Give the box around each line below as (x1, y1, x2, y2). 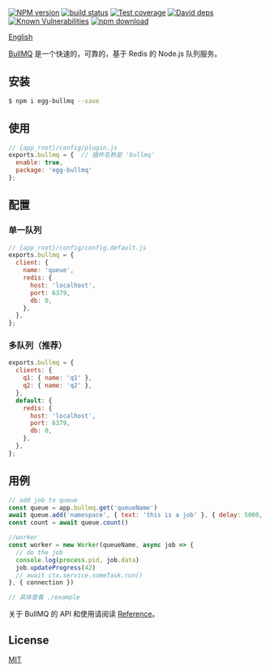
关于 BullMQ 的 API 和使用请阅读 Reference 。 (8, 609, 160, 619)
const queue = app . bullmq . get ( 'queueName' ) (8, 504, 158, 512)
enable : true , (15, 158, 63, 167)
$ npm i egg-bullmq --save (8, 97, 100, 105)
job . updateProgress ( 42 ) (15, 563, 96, 572)
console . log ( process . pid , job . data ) (15, 556, 139, 564)
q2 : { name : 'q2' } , (23, 382, 92, 390)
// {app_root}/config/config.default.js (8, 244, 148, 252)
